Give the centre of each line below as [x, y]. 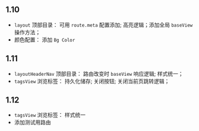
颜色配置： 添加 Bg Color [45, 39]
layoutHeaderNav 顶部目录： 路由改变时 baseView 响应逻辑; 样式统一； [99, 74]
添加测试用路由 [32, 122]
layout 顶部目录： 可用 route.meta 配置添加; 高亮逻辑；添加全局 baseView [103, 25]
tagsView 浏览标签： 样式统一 [50, 115]
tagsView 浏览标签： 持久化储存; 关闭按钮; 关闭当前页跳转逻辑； [92, 81]
